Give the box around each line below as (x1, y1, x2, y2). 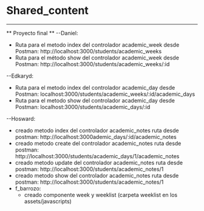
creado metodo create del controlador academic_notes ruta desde (15, 139, 182, 147)
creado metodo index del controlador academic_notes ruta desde (15, 127, 179, 134)
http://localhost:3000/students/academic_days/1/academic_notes (15, 152, 180, 159)
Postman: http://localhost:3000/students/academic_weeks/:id (15, 60, 170, 67)
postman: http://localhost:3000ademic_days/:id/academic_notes (15, 133, 177, 140)
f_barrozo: (15, 184, 41, 192)
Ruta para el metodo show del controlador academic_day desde (15, 96, 175, 104)
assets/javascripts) (24, 198, 72, 205)
